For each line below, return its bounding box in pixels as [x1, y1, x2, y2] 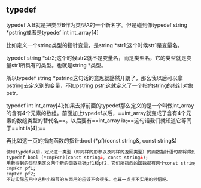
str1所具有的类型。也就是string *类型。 [11, 61, 106, 69]
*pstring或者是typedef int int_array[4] [6, 29, 99, 36]
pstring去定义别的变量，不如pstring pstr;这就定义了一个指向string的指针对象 [6, 82, 193, 89]
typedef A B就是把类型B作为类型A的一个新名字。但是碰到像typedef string [6, 21, 187, 29]
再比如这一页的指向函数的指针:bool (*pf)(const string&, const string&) [6, 137, 178, 144]
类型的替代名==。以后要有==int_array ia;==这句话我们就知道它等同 [26, 116, 192, 124]
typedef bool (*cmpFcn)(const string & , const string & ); [6, 155, 148, 161]
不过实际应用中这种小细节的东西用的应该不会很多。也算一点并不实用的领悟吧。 [6, 177, 171, 183]
